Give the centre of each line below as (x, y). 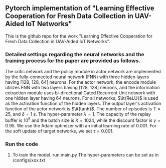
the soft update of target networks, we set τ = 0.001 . (59, 131)
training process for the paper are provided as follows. (73, 61)
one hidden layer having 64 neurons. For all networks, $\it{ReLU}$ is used (82, 98)
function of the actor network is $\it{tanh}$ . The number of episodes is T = (83, 109)
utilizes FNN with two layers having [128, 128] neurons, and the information (82, 88)
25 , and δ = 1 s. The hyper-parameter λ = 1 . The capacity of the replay (78, 114)
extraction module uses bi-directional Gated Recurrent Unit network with (80, 93)
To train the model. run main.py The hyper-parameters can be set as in (86, 155)
